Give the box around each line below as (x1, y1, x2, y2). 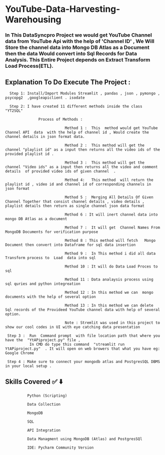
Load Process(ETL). (5, 63, 53, 70)
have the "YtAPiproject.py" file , (5, 337, 81, 342)
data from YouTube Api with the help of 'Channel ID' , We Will (5, 38, 155, 45)
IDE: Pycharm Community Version (27, 445, 94, 450)
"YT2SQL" (5, 108, 23, 113)
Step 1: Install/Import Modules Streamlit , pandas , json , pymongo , (9, 91, 161, 96)
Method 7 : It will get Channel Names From (65, 225, 161, 230)
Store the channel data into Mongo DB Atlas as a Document (5, 44, 150, 51)
